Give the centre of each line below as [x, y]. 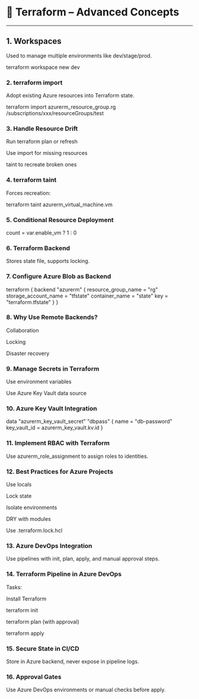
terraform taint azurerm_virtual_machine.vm [59, 204]
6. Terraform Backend [38, 248]
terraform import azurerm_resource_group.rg [61, 107]
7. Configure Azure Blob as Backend [59, 277]
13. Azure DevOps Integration [49, 546]
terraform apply [25, 633]
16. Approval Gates [34, 676]
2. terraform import [34, 83]
